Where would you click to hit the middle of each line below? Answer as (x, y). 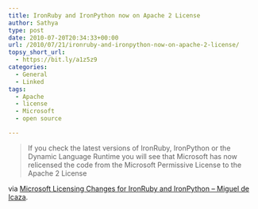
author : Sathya (33, 23)
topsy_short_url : (37, 52)
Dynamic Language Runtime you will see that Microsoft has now (133, 156)
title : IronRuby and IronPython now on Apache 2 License (104, 15)
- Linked (30, 82)
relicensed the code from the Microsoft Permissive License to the (135, 165)
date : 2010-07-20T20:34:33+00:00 (64, 38)
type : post (26, 30)
